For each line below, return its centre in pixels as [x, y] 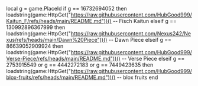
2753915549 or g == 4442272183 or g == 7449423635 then [80, 65]
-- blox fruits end [137, 77]
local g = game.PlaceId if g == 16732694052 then [66, 9]
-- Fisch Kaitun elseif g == [145, 21]
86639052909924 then [35, 46]
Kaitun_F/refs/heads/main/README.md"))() [59, 21]
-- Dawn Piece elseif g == [140, 40]
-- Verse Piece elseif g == [153, 59]
